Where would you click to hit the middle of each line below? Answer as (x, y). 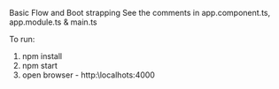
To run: (22, 39)
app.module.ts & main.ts (53, 22)
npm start (39, 66)
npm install (42, 56)
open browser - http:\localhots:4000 (88, 75)
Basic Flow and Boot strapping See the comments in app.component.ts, (140, 13)
